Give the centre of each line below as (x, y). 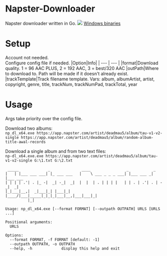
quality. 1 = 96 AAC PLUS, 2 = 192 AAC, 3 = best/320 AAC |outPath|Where (82, 68)
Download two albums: (29, 128)
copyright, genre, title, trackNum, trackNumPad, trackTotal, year (71, 84)
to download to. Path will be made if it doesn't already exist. (67, 73)
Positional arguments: (29, 222)
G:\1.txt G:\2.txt (53, 160)
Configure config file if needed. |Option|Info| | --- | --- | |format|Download (82, 63)
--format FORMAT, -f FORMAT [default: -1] (55, 239)
